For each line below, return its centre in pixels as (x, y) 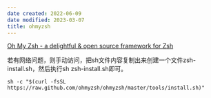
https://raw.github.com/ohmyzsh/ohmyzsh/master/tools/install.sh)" (106, 88)
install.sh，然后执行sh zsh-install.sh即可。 (67, 69)
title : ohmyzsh (29, 26)
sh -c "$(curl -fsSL (37, 82)
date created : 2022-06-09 (44, 13)
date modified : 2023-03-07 (46, 20)
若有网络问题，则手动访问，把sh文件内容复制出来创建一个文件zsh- (102, 60)
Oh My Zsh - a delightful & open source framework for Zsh (90, 46)
